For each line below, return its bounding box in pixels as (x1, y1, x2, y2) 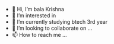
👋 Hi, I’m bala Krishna (11, 6, 64, 12)
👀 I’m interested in (11, 12, 56, 19)
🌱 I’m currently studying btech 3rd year (11, 18, 108, 25)
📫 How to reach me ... (11, 32, 67, 38)
